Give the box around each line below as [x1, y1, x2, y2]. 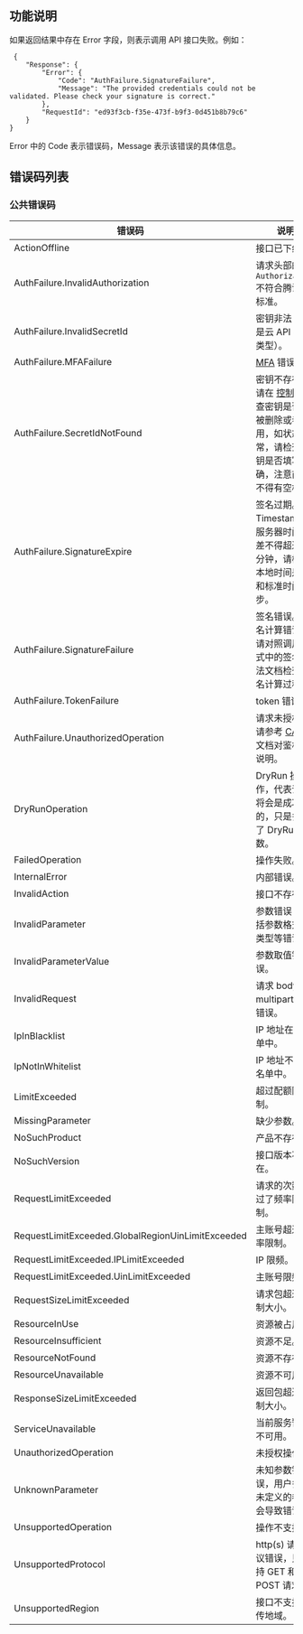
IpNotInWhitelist [14, 1060, 81, 1072]
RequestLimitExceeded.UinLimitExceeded [14, 1270, 191, 1283]
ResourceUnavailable [14, 1368, 104, 1380]
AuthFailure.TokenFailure [14, 694, 120, 706]
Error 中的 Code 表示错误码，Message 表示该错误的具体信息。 [9, 140, 241, 151]
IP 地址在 [255, 1023, 294, 1036]
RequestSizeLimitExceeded [14, 1293, 130, 1306]
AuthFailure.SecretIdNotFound [14, 426, 142, 439]
